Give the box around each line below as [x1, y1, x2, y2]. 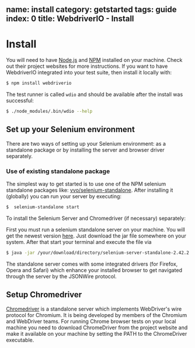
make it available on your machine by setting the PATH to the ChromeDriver [6, 330, 187, 337]
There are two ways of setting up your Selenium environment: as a [6, 140, 166, 147]
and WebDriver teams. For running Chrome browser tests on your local [6, 318, 176, 325]
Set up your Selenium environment [6, 125, 135, 135]
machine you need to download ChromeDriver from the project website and [6, 324, 188, 331]
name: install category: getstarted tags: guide [6, 5, 177, 15]
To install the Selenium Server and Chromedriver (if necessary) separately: [6, 215, 186, 222]
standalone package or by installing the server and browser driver [6, 146, 165, 153]
